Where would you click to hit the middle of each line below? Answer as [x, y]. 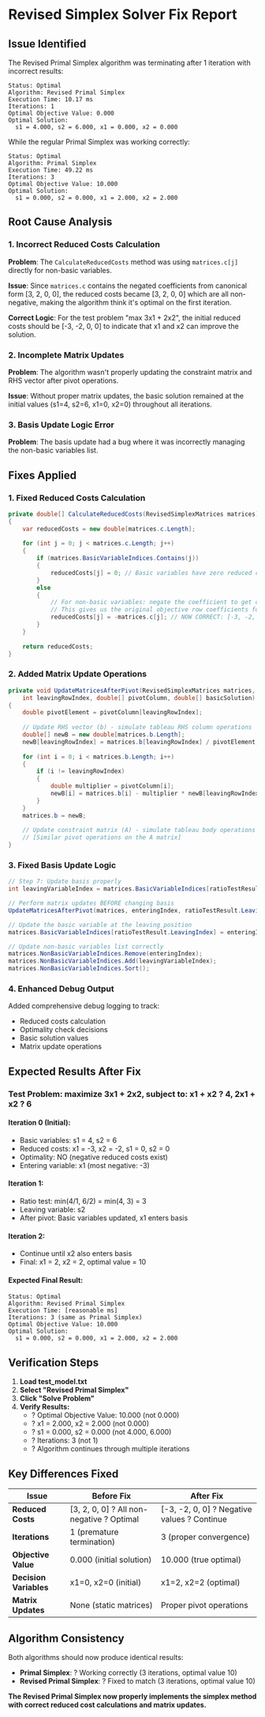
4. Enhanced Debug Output [61, 989]
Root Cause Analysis [60, 222]
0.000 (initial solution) [111, 1560]
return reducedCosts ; [58, 646]
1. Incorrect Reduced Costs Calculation [84, 244]
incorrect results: [36, 71]
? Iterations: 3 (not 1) [65, 1440]
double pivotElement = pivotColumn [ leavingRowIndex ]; [112, 713]
